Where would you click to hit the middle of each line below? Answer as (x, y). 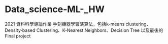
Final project (18, 36)
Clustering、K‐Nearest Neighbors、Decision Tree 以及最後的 (100, 30)
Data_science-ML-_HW (55, 9)
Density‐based (20, 30)
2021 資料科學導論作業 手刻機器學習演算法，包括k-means (65, 24)
